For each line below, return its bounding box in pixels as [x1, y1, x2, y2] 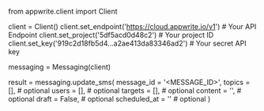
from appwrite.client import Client [8, 7, 118, 16]
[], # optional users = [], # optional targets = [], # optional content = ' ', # [8, 86, 242, 95]
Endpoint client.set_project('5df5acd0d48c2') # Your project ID [8, 31, 214, 39]
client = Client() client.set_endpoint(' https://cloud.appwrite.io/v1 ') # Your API [8, 22, 257, 31]
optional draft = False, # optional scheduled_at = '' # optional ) [8, 94, 211, 103]
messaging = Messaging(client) [8, 62, 111, 72]
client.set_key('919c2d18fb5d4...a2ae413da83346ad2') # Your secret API [8, 39, 247, 48]
